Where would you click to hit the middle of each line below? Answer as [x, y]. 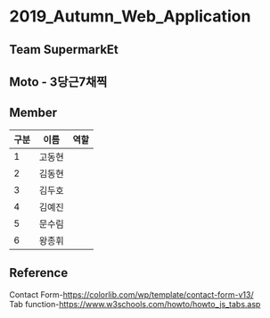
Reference [39, 273]
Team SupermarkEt [64, 50]
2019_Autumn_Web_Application [130, 17]
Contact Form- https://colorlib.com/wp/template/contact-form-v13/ [131, 294]
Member [33, 113]
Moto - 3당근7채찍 [58, 82]
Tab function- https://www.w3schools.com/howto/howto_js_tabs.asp [135, 304]
